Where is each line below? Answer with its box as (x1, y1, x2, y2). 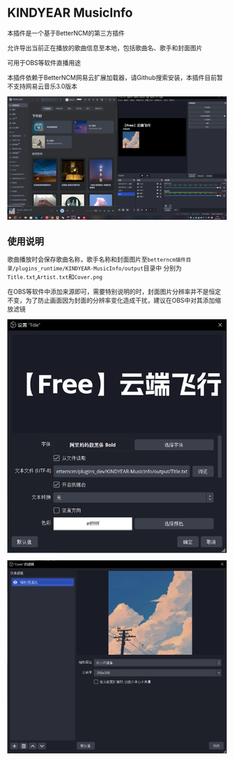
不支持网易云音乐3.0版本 (7, 82, 78, 90)
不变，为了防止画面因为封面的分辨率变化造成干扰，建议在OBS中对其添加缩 (7, 296, 221, 305)
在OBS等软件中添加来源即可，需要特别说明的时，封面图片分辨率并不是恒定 (7, 287, 221, 296)
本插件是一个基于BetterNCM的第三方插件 (7, 29, 125, 37)
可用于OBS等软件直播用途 (7, 58, 81, 67)
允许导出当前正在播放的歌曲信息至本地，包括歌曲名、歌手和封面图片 (7, 43, 203, 52)
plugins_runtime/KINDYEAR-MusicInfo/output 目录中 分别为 (15, 264, 182, 273)
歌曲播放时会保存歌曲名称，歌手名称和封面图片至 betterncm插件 (7, 255, 187, 264)
